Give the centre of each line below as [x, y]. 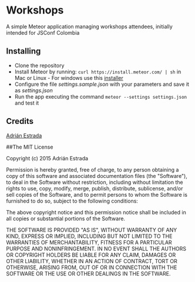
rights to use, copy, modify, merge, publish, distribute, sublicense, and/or [95, 188]
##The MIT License [30, 147]
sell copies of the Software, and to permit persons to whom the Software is [97, 194]
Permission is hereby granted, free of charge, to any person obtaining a [93, 169]
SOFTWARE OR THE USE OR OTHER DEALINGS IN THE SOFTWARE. [88, 273]
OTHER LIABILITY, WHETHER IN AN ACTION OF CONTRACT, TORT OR [92, 261]
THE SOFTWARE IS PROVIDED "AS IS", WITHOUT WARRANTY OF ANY [92, 230]
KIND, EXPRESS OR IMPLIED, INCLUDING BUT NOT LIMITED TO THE [89, 236]
